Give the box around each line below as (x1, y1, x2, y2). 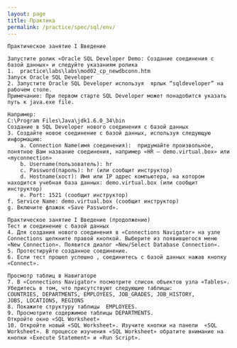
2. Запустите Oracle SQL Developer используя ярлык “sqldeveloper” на (7, 80, 224, 87)
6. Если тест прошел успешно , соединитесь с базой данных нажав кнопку (7, 254, 227, 261)
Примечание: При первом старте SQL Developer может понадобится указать (7, 93, 227, 100)
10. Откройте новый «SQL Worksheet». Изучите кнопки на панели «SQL (7, 322, 218, 330)
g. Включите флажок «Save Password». (7, 204, 119, 211)
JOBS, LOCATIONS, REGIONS (7, 297, 84, 305)
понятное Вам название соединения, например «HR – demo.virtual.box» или (7, 148, 231, 156)
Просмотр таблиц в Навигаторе (7, 272, 97, 280)
